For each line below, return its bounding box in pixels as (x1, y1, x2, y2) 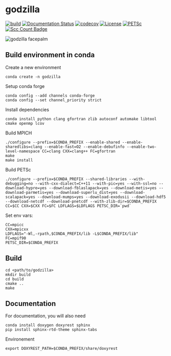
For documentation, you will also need (5, 313, 86, 319)
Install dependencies (5, 106, 50, 113)
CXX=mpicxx (5, 227, 29, 232)
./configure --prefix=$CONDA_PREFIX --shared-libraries (5, 176, 127, 182)
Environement (5, 336, 35, 342)
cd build (5, 276, 24, 282)
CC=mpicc (5, 222, 24, 227)
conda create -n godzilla (5, 74, 60, 79)
